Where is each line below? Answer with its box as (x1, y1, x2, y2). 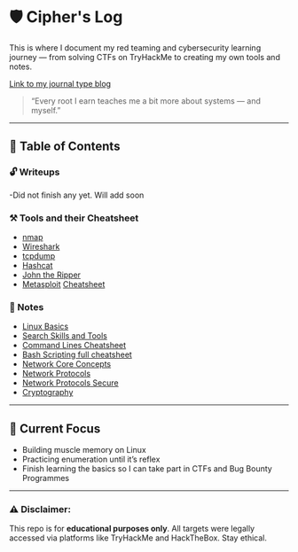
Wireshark (21, 241, 60, 252)
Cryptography (21, 387, 74, 398)
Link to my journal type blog (9, 78, 112, 89)
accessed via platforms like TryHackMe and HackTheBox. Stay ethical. (9, 533, 268, 543)
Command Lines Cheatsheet (21, 340, 127, 351)
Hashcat (21, 260, 53, 270)
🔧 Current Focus (9, 421, 101, 436)
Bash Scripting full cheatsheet (21, 349, 133, 360)
